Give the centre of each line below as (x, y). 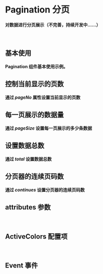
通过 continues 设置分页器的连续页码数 (45, 190)
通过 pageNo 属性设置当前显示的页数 (43, 98)
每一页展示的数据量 (34, 115)
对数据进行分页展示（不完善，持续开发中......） (53, 24)
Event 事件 (22, 266)
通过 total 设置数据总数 (28, 159)
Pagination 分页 (38, 10)
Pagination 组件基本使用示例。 (37, 67)
